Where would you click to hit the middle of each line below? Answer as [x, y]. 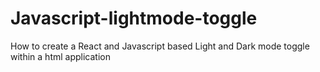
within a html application [60, 56]
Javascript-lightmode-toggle [134, 18]
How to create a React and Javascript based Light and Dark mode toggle [160, 46]
